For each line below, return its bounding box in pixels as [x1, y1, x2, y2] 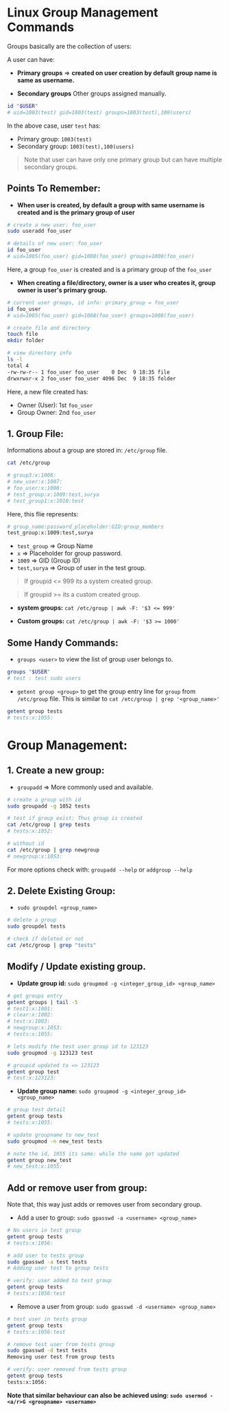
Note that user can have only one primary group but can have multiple [23, 155, 223, 163]
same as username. [16, 76, 75, 84]
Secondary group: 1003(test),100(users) [16, 142, 135, 150]
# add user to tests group [7, 1252, 84, 1259]
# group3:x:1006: [7, 472, 57, 479]
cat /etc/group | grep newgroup [7, 846, 99, 853]
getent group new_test [7, 1157, 72, 1163]
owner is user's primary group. [16, 286, 108, 294]
